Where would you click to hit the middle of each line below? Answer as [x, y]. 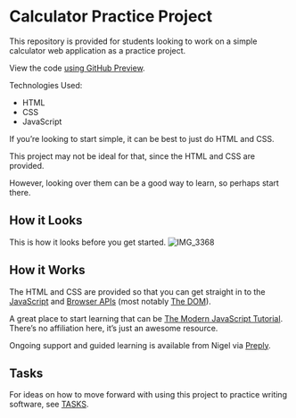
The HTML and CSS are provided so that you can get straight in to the [137, 291]
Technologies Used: [46, 85]
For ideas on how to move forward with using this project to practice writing [148, 395]
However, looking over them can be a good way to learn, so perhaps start [144, 183]
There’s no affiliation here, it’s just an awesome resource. [114, 328]
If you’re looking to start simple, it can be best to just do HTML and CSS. [142, 138]
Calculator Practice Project [111, 17]
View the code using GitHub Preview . [77, 68]
